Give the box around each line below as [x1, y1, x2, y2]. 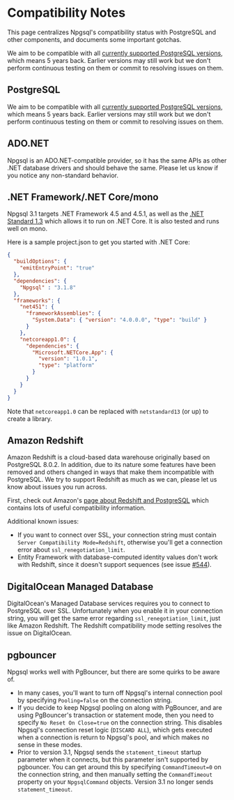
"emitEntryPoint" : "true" [19, 265, 95, 272]
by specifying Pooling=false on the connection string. [17, 696, 173, 704]
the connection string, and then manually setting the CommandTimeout [17, 770, 213, 778]
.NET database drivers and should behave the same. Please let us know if [7, 163, 219, 172]
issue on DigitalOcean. [7, 629, 72, 637]
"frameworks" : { [13, 297, 61, 304]
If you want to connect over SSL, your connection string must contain [17, 531, 217, 539]
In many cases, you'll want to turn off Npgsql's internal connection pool [17, 688, 223, 697]
